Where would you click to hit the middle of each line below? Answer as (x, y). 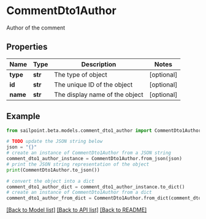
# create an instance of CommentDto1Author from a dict (79, 193)
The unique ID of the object (93, 85)
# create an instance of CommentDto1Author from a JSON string (89, 153)
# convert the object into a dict (51, 181)
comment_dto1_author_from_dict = (49, 198)
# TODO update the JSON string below (55, 142)
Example (23, 116)
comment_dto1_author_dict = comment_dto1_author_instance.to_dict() (96, 187)
